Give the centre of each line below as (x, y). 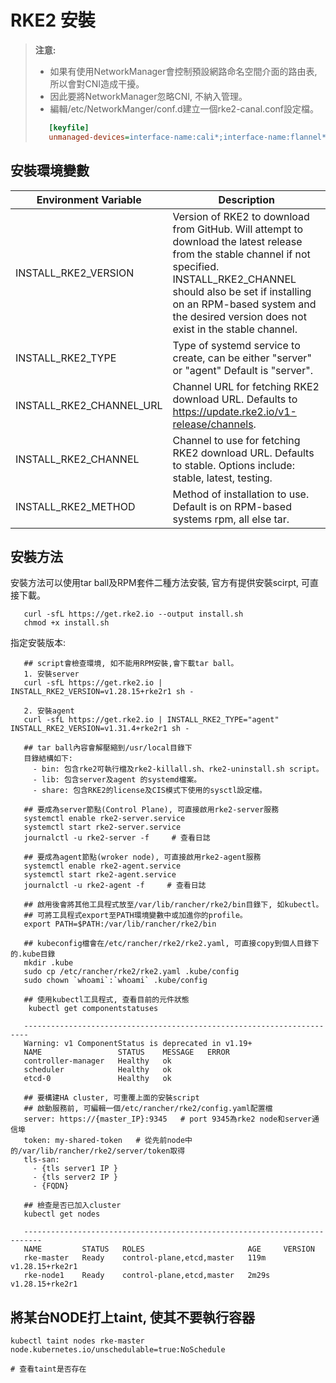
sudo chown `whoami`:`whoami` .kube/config (115, 981)
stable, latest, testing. (222, 478)
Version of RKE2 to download (241, 216)
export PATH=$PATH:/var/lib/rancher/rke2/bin (120, 924)
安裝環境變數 (50, 171)
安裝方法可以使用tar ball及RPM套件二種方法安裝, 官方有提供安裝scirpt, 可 (160, 583)
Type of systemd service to (236, 345)
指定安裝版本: (38, 643)
